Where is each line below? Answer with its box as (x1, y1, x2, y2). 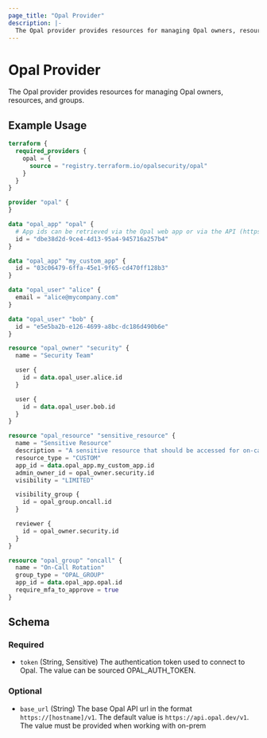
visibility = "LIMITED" (15, 476, 94, 484)
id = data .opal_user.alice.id (22, 373, 123, 381)
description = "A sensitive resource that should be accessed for (15, 447, 240, 455)
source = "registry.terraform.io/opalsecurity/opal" (29, 162, 208, 170)
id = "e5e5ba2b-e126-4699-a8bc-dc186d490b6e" (15, 322, 169, 330)
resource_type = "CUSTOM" (15, 454, 102, 462)
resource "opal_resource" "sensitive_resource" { (8, 431, 176, 440)
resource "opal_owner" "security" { (8, 344, 130, 353)
